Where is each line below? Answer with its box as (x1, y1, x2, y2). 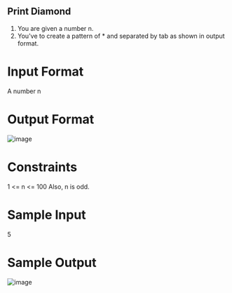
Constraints (7, 159, 78, 175)
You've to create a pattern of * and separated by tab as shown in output (17, 32, 226, 40)
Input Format (7, 64, 84, 79)
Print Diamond (7, 6, 71, 18)
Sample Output (7, 254, 97, 271)
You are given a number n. (17, 24, 94, 32)
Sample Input (7, 207, 86, 223)
